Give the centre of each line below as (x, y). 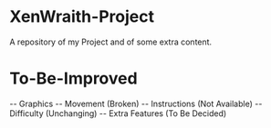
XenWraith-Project (82, 17)
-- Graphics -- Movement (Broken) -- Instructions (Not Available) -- (136, 103)
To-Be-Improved (74, 79)
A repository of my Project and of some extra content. (111, 42)
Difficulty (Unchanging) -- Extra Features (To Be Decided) (118, 113)
